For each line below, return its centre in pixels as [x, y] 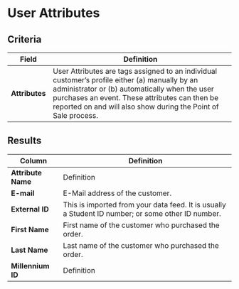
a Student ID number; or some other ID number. [142, 213]
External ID [30, 209]
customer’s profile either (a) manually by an [126, 80]
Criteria [25, 39]
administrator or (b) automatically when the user [134, 89]
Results [25, 141]
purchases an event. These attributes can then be [136, 98]
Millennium [30, 266]
